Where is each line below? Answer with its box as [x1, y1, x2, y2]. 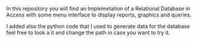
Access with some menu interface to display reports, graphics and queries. [6, 11, 192, 18]
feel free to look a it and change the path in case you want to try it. [6, 29, 171, 36]
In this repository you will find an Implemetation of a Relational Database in [6, 5, 190, 12]
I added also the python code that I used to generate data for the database [6, 23, 190, 30]
